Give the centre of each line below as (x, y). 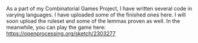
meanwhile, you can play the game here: (56, 27)
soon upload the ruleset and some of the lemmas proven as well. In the (93, 21)
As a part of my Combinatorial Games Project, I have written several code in (99, 9)
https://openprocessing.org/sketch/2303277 (61, 34)
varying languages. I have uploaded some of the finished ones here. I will (96, 15)
